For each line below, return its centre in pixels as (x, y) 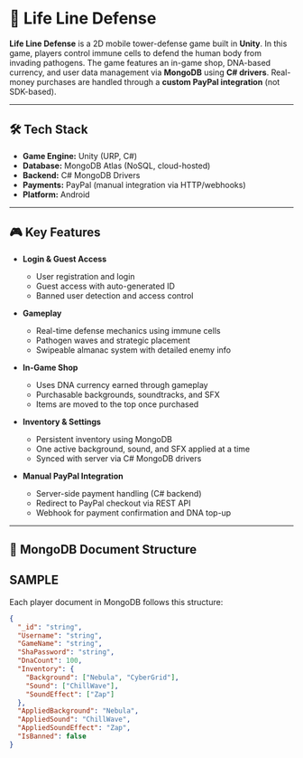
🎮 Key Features (55, 233)
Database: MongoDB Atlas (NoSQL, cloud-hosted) (116, 166)
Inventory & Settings (62, 422)
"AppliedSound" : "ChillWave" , (74, 720)
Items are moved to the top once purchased (117, 404)
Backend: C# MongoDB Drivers (81, 175)
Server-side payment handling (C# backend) (119, 493)
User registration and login (85, 276)
